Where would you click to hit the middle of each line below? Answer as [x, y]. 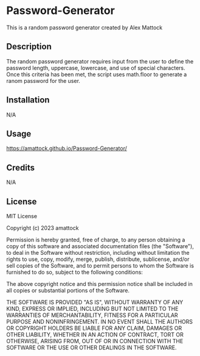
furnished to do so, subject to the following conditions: [74, 272]
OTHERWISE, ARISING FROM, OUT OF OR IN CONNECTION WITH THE [95, 341]
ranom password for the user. [43, 80]
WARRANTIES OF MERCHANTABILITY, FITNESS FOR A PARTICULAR [92, 315]
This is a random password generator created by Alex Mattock [84, 27]
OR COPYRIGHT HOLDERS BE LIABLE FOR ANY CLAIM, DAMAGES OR [94, 328]
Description [29, 47]
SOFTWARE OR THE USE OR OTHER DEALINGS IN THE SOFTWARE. [91, 347]
